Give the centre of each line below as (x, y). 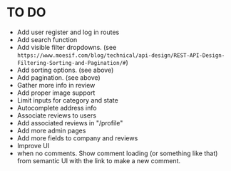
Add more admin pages (51, 130)
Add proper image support (56, 93)
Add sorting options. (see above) (65, 70)
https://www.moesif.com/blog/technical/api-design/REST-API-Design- (121, 55)
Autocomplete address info (57, 108)
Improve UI (33, 145)
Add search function (47, 39)
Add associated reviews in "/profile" (70, 123)
